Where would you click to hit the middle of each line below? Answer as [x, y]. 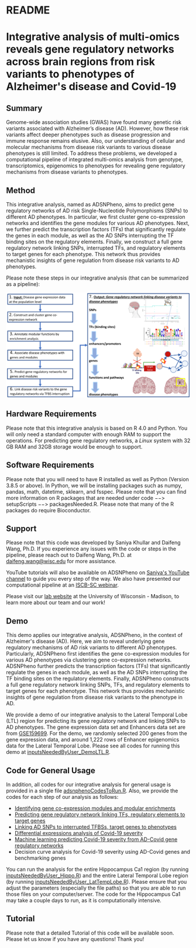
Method [21, 190]
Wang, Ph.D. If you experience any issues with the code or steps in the [91, 549]
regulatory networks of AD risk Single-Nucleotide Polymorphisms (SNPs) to [97, 211]
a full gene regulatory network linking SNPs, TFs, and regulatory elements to [98, 685]
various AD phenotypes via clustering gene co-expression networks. [89, 660]
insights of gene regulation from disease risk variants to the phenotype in [94, 697]
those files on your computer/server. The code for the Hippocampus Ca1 [93, 894]
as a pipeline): [23, 284]
